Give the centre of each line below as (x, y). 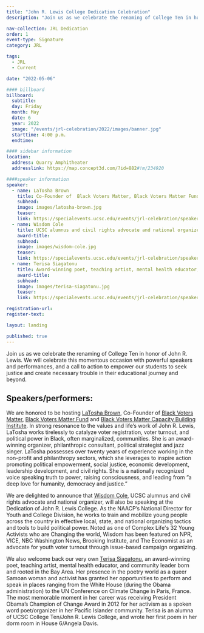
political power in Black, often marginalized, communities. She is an (90, 439)
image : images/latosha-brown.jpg (59, 208)
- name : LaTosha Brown (40, 191)
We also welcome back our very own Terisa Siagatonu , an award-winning (98, 559)
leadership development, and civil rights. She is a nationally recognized (95, 471)
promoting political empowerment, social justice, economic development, (98, 464)
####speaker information (38, 179)
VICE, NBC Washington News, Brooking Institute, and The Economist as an (100, 541)
